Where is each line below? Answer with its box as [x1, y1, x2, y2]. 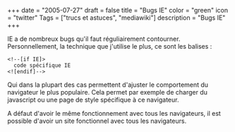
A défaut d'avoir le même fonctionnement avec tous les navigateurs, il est [7, 109, 221, 117]
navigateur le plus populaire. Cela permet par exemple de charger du [7, 88, 208, 96]
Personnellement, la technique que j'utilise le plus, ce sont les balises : [7, 42, 212, 50]
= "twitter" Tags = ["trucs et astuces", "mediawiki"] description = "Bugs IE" [7, 13, 226, 22]
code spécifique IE [13, 62, 71, 69]
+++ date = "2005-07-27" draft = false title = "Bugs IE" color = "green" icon [7, 6, 228, 14]
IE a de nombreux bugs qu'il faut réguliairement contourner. [7, 35, 181, 43]
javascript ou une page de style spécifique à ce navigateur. [7, 95, 179, 104]
